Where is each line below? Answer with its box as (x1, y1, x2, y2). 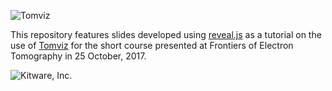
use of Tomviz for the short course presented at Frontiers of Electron (10, 40, 294, 51)
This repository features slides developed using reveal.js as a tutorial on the (10, 29, 322, 40)
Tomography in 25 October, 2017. (10, 50, 147, 62)
